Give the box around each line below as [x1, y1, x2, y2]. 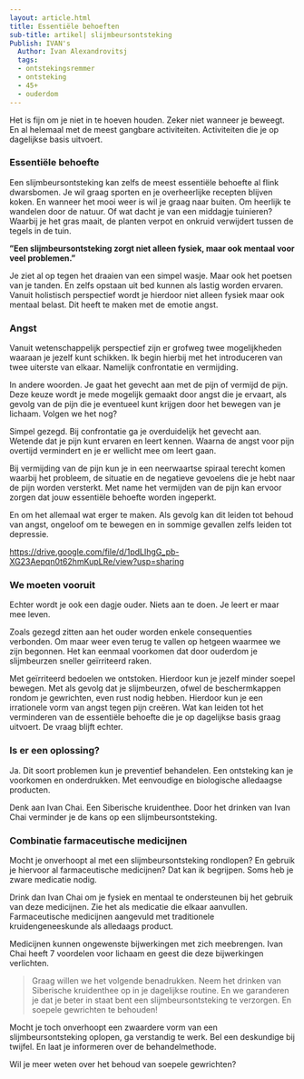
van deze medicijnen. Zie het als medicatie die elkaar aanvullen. [9, 901, 248, 912]
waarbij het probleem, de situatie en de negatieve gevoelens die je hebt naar [9, 473, 296, 484]
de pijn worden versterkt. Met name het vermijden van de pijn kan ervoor [9, 483, 282, 494]
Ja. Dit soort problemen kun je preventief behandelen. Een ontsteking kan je [9, 764, 293, 775]
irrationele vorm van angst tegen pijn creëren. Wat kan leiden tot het [9, 702, 264, 714]
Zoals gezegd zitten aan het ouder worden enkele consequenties [9, 626, 252, 637]
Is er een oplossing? [9, 744, 100, 757]
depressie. [9, 529, 49, 540]
